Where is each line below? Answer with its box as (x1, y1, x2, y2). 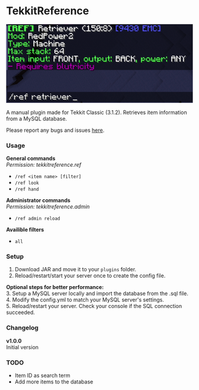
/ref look (14, 180, 40, 186)
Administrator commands (6, 197, 71, 204)
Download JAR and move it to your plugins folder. (14, 266, 137, 273)
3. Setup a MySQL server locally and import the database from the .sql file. (6, 290, 188, 297)
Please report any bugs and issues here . (6, 126, 105, 134)
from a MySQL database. (6, 115, 67, 122)
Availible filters (6, 226, 44, 233)
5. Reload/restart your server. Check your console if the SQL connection (6, 303, 182, 310)
